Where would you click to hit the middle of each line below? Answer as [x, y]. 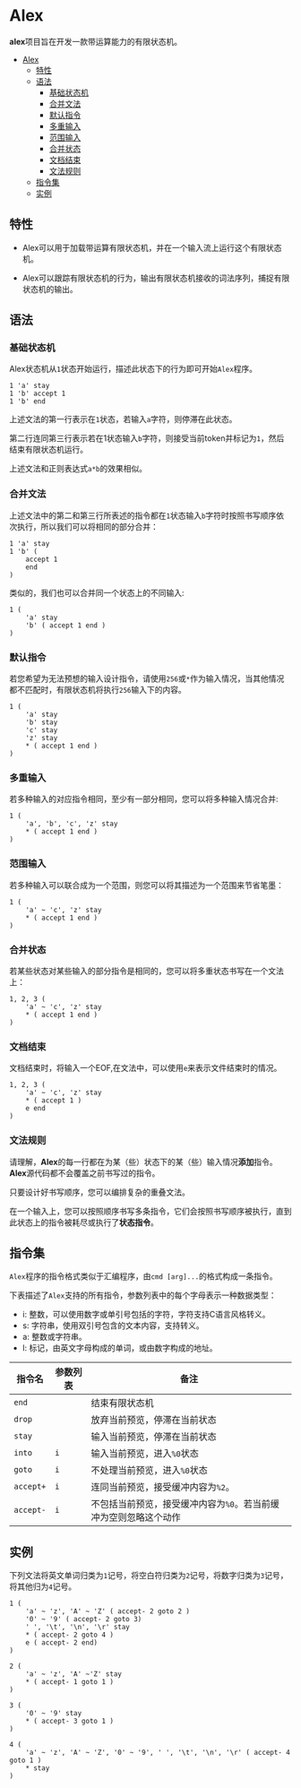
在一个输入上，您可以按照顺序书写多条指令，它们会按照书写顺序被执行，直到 [150, 1211]
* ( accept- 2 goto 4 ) [70, 1635]
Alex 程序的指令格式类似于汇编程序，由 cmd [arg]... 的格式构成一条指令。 [143, 1276]
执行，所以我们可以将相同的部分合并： [87, 526]
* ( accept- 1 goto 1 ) [70, 1682]
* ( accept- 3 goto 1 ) [70, 1722]
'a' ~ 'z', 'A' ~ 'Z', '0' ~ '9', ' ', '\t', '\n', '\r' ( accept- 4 [158, 1753]
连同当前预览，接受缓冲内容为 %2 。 [163, 1487]
